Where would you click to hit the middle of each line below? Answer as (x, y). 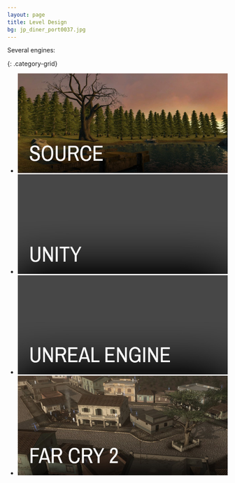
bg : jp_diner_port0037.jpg (47, 29)
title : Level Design (37, 22)
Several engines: (31, 50)
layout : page (26, 15)
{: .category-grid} (33, 64)
